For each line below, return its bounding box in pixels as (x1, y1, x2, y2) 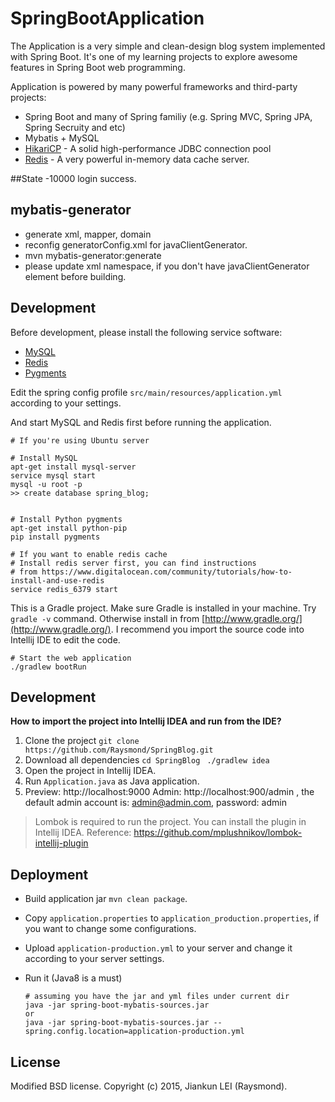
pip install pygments (10, 532, 101, 542)
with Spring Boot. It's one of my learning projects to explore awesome (10, 50, 298, 62)
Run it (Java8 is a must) (24, 972, 123, 984)
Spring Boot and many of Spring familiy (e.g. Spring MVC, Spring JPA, (24, 110, 313, 122)
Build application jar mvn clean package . (24, 893, 188, 905)
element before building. (24, 270, 127, 282)
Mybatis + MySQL (24, 132, 100, 144)
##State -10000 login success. (10, 172, 137, 184)
